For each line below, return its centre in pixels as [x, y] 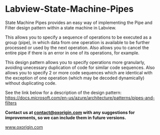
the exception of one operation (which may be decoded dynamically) [75, 78]
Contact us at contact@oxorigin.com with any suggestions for [70, 112]
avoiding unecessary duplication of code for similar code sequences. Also [80, 67]
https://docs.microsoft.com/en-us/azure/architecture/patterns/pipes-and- [80, 98]
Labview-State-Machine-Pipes [69, 9]
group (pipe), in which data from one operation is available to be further [78, 42]
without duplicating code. [31, 83]
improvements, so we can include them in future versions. [66, 117]
